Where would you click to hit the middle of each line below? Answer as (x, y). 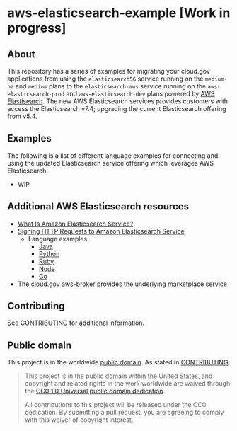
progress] (37, 28)
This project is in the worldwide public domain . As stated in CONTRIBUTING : (119, 362)
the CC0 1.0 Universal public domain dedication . (95, 391)
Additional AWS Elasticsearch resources (98, 207)
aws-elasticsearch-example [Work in (119, 13)
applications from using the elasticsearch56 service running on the (105, 79)
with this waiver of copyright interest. (79, 420)
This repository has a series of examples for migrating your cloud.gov (109, 71)
